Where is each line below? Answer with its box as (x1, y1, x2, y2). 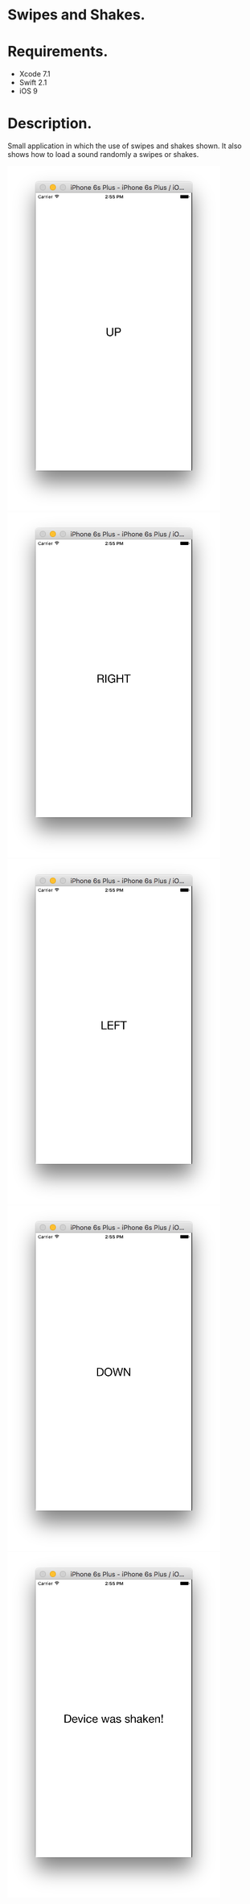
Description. (7, 114, 92, 133)
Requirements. (7, 43, 109, 61)
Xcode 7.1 (18, 69, 51, 79)
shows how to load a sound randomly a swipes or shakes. (7, 150, 199, 159)
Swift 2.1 (18, 78, 47, 88)
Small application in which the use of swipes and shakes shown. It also (7, 141, 242, 151)
